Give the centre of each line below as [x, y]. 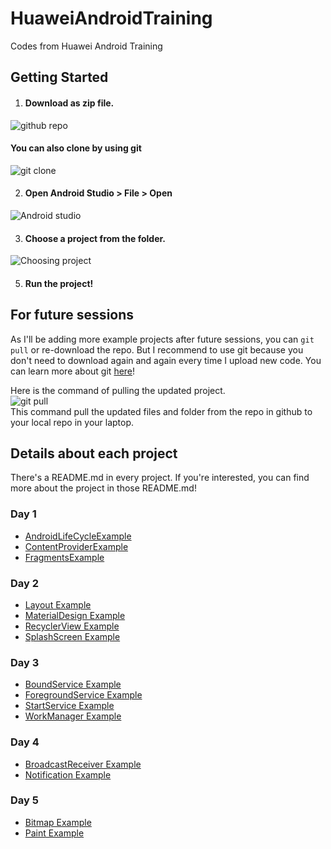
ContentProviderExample [76, 546]
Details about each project [94, 453]
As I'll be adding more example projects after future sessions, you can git [162, 339]
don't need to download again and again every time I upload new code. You [166, 360]
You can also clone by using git [76, 148]
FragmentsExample [64, 557]
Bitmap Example [58, 822]
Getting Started [59, 77]
